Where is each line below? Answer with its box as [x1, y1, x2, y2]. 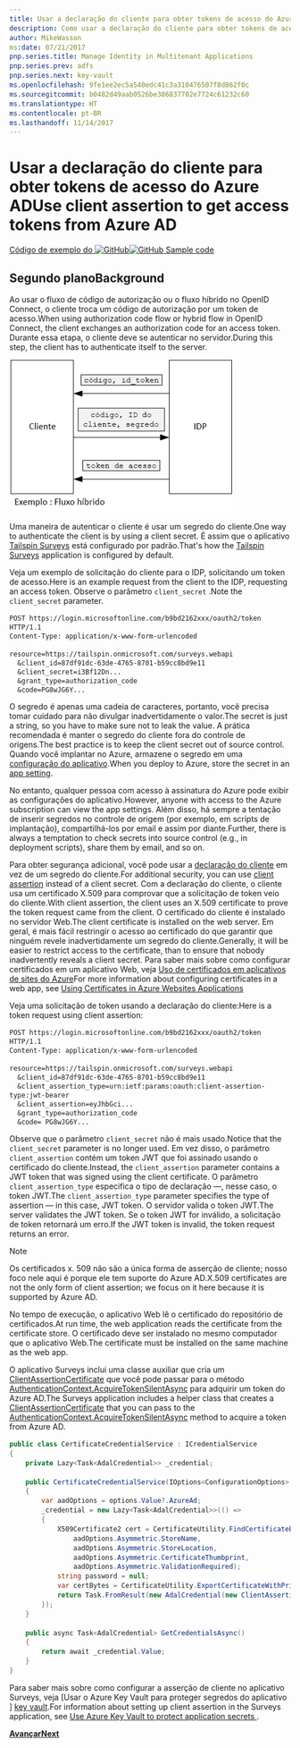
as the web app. [9, 1347, 69, 1357]
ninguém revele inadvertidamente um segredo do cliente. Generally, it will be [9, 936, 288, 946]
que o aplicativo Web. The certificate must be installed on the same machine [9, 1337, 288, 1348]
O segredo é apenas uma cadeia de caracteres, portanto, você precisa [9, 701, 270, 711]
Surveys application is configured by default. [9, 550, 174, 560]
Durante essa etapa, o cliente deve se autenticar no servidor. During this [9, 332, 274, 343]
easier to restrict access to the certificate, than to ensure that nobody [9, 945, 265, 955]
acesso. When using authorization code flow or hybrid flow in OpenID [9, 313, 263, 324]
